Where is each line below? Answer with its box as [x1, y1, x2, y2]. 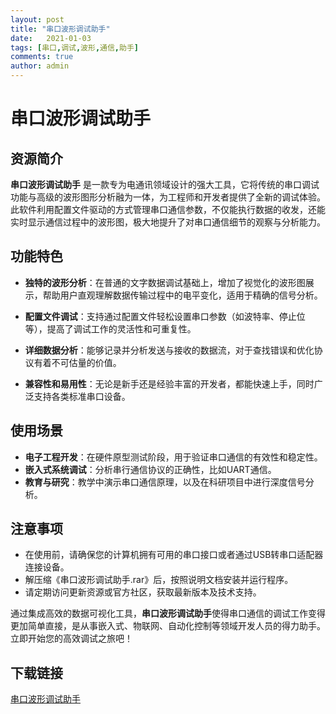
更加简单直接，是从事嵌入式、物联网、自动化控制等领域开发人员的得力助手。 [10, 620, 326, 632]
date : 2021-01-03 [10, 33, 92, 43]
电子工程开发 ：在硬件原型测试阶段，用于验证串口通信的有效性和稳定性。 [24, 451, 323, 463]
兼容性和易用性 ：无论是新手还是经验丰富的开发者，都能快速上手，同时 [24, 377, 315, 390]
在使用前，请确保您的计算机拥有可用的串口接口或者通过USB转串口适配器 [24, 549, 324, 561]
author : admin [10, 61, 70, 71]
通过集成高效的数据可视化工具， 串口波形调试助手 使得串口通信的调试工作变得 [10, 607, 326, 620]
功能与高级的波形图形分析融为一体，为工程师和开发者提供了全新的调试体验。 [10, 191, 326, 203]
